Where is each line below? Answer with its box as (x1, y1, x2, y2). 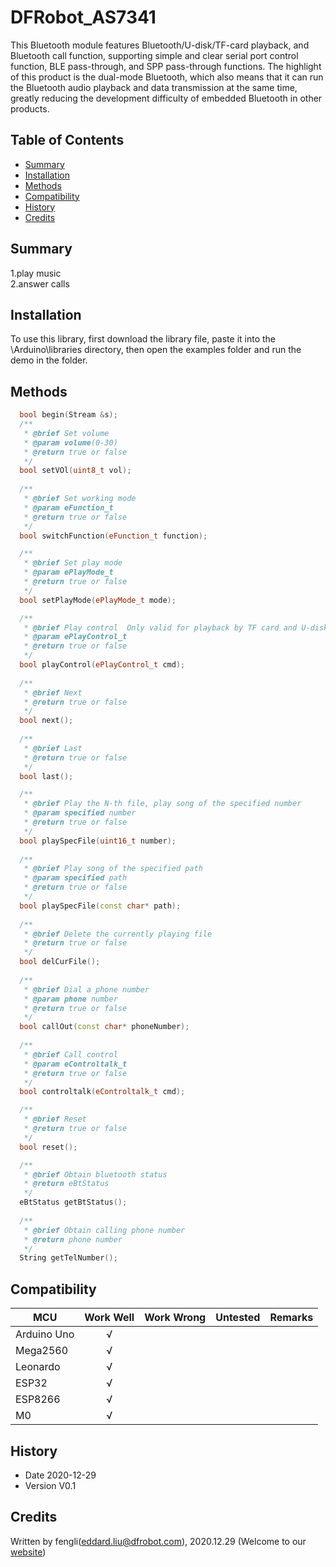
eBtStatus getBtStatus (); (19, 1197, 128, 1208)
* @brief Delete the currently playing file (23, 929, 213, 939)
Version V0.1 (24, 1479, 77, 1491)
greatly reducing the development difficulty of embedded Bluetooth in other (10, 92, 323, 104)
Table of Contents (10, 132, 125, 149)
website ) (10, 1546, 47, 1558)
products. (10, 102, 50, 115)
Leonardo (15, 1360, 61, 1374)
